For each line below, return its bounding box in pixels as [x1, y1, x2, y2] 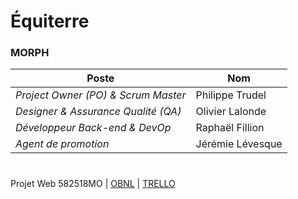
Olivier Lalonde [195, 105, 267, 119]
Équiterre [10, 10, 90, 33]
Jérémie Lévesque [195, 137, 283, 151]
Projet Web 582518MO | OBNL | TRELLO [10, 177, 176, 189]
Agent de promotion [15, 137, 110, 151]
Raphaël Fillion [195, 121, 265, 135]
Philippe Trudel [195, 88, 267, 102]
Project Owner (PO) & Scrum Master [15, 88, 187, 102]
